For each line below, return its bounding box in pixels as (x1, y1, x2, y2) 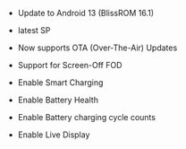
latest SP (17, 25, 51, 35)
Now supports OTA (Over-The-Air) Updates (17, 42, 178, 53)
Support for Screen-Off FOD (17, 60, 123, 70)
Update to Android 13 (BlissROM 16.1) (17, 8, 155, 18)
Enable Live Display (17, 129, 90, 140)
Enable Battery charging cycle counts (17, 112, 156, 122)
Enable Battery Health (17, 94, 98, 105)
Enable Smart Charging (17, 77, 104, 88)
